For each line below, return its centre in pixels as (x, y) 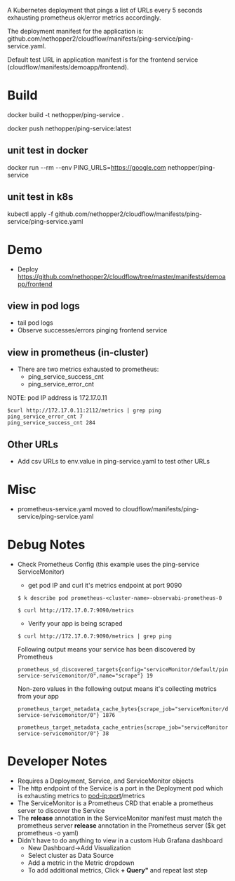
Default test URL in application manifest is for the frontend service (103, 60)
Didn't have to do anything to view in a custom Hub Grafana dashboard (120, 840)
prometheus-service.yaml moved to (69, 509)
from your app (38, 696)
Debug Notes (46, 545)
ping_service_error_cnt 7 (45, 417)
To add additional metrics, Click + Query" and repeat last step (118, 870)
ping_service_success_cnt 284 (52, 423)
